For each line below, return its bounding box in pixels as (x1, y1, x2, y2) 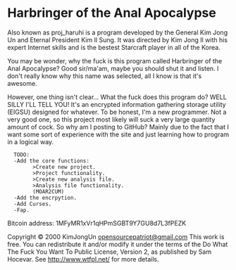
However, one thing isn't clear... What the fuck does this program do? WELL (7, 93, 227, 101)
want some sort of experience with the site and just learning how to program (7, 130, 230, 139)
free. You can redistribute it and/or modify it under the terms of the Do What (7, 240, 228, 248)
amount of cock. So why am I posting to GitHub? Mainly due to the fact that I (7, 122, 229, 131)
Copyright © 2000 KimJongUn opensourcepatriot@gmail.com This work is (7, 232, 225, 240)
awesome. (7, 79, 37, 87)
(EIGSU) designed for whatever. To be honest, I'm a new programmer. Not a (7, 108, 227, 116)
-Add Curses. (13, 200, 52, 207)
